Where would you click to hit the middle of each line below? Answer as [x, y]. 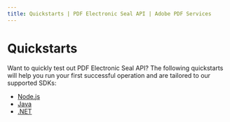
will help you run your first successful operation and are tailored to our [109, 75]
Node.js [29, 96]
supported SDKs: [32, 83]
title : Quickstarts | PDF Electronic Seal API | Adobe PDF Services [109, 14]
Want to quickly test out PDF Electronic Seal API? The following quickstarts [115, 68]
